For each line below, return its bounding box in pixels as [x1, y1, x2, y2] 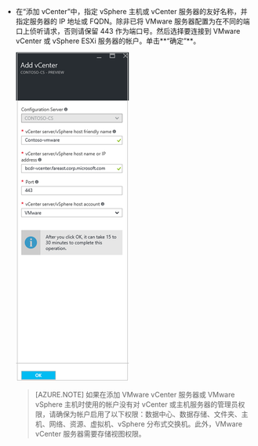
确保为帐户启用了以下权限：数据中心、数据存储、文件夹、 [56, 410, 242, 419]
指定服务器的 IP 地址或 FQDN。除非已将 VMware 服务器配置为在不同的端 [15, 16, 250, 26]
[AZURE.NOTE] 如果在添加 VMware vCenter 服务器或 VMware [35, 390, 235, 399]
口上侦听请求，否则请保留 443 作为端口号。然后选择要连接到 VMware [15, 27, 241, 35]
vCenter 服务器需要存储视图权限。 [35, 430, 146, 438]
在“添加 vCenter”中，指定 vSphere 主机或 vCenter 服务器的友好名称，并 [15, 7, 248, 16]
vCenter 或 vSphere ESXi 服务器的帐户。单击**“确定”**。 [15, 36, 201, 45]
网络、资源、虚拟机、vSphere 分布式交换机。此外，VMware [49, 419, 243, 429]
